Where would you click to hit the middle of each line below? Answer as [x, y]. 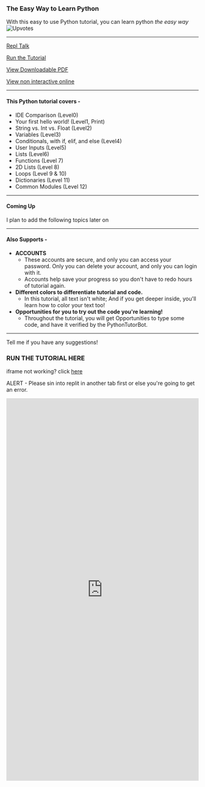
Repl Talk [18, 46]
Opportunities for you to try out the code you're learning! [89, 311]
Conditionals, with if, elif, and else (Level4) [68, 141]
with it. [33, 272]
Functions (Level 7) [39, 160]
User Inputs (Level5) [41, 147]
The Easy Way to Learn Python [53, 9]
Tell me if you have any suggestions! [52, 342]
